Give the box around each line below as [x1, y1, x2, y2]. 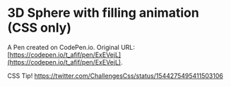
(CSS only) [7, 20, 72, 36]
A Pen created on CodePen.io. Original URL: [7, 43, 136, 51]
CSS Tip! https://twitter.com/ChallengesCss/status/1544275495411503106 [7, 72, 224, 80]
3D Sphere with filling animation [7, 5, 199, 21]
